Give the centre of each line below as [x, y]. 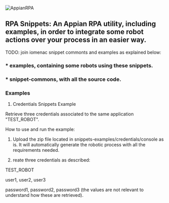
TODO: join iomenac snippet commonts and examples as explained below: [83, 52]
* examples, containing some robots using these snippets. [79, 65]
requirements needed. [36, 150]
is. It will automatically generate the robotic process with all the [79, 144]
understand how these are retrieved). [44, 195]
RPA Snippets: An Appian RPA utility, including [81, 24]
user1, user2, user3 [26, 179]
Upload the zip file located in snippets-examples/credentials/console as [88, 139]
